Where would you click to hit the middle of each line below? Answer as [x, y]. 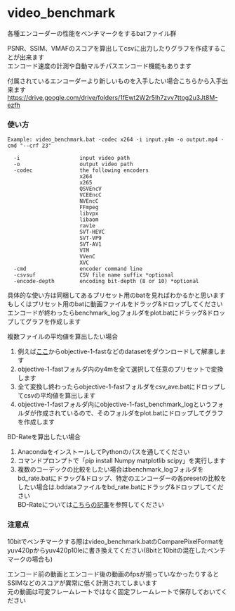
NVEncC [89, 201]
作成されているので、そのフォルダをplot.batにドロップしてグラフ [130, 413]
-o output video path [73, 164]
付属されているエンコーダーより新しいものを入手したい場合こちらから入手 [115, 81]
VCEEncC [90, 195]
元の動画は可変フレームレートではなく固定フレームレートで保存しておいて [114, 591]
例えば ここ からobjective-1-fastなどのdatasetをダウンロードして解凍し [119, 352]
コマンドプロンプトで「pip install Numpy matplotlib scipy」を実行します [121, 461]
